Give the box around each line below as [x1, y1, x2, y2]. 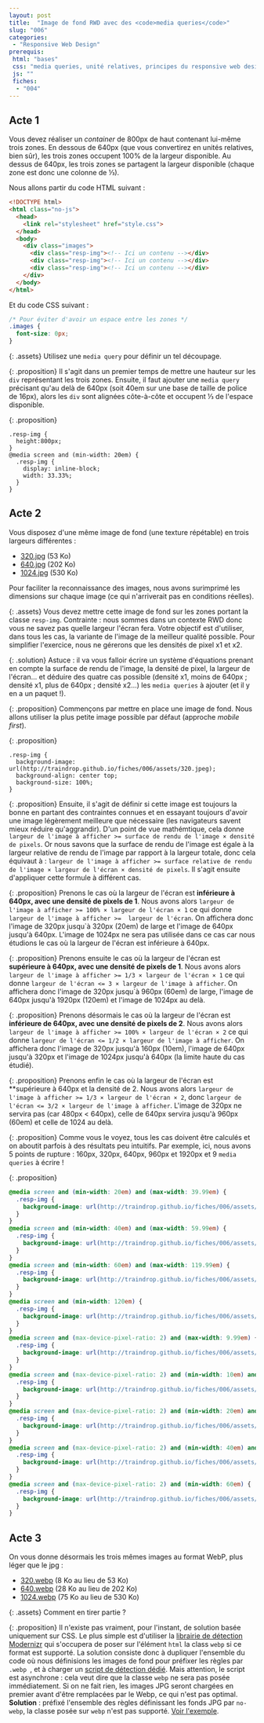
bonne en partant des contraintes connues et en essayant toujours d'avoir [9, 807, 248, 817]
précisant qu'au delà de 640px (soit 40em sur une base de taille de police [9, 383, 248, 393]
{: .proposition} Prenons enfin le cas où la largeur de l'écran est [9, 1076, 214, 1085]
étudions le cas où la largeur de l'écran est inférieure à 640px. [9, 938, 210, 948]
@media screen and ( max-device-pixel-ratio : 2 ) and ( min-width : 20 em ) [9, 1407, 244, 1415]
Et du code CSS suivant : [9, 300, 89, 310]
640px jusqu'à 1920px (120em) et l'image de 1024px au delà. [9, 995, 206, 1004]
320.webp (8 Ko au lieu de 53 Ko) [20, 1576, 128, 1586]
